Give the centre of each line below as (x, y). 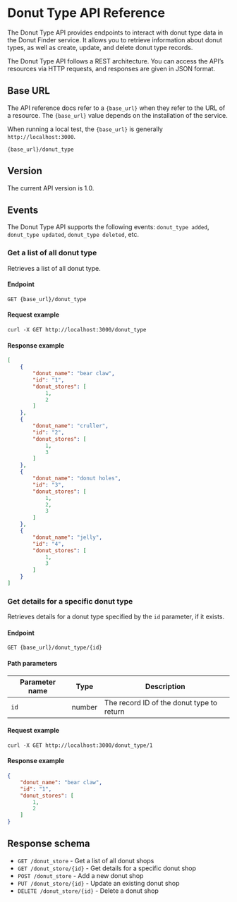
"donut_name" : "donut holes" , (77, 479)
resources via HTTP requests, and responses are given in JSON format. (111, 68)
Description (165, 686)
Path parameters (32, 663)
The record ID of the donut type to (161, 702)
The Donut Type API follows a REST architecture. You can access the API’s (116, 61)
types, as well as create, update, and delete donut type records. (100, 47)
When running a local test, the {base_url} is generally (85, 129)
